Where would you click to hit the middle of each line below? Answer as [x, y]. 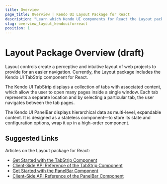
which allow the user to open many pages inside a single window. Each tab [82, 92]
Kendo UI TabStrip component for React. [47, 77]
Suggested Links [32, 138]
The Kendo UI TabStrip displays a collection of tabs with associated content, [83, 87]
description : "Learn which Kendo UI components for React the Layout [79, 19]
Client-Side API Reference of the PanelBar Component [68, 176]
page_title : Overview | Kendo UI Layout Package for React [68, 14]
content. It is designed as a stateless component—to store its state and [78, 118]
